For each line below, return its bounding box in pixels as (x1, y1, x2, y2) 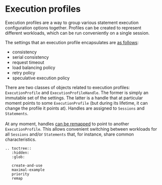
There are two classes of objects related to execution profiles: (5, 84, 130, 90)
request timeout (12, 59, 45, 65)
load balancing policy (12, 65, 55, 70)
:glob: (11, 154, 25, 160)
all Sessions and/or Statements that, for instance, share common (5, 131, 134, 137)
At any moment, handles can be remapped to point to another (5, 121, 129, 127)
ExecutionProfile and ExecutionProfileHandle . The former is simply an (5, 90, 149, 95)
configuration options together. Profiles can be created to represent (5, 24, 141, 30)
